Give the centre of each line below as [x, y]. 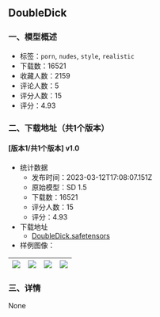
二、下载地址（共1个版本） [59, 128]
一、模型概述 [33, 37]
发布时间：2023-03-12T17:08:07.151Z [92, 177]
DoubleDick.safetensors [71, 235]
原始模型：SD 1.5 [59, 187]
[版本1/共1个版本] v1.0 [44, 148]
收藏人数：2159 [45, 75]
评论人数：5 [39, 86]
